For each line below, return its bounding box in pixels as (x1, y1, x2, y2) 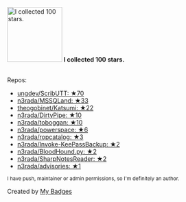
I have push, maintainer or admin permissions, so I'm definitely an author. (7, 175, 180, 182)
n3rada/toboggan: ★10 (16, 118, 83, 126)
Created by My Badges (7, 188, 72, 195)
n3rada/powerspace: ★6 (16, 126, 89, 134)
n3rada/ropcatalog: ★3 (16, 133, 84, 141)
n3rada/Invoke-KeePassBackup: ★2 (16, 140, 120, 148)
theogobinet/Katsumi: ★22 (16, 104, 94, 112)
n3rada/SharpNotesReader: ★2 (16, 155, 107, 163)
